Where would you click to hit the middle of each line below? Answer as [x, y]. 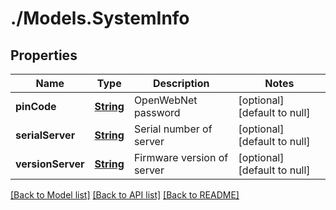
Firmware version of [181, 157]
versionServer [50, 164]
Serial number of [173, 129]
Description [181, 83]
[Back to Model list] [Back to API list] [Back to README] [125, 195]
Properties [44, 55]
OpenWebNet [165, 100]
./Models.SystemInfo [100, 18]
